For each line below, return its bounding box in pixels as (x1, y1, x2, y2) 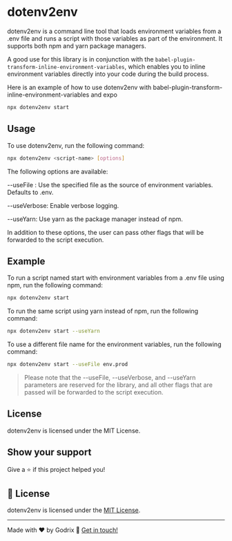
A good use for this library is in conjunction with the (7, 55, 154, 63)
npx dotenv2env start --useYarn (7, 328, 100, 335)
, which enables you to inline (124, 62, 206, 70)
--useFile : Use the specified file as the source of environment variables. (7, 180, 213, 189)
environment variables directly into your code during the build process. (7, 70, 209, 78)
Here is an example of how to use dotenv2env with (7, 83, 152, 91)
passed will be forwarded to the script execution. (23, 388, 164, 396)
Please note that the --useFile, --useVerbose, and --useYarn (23, 373, 196, 381)
